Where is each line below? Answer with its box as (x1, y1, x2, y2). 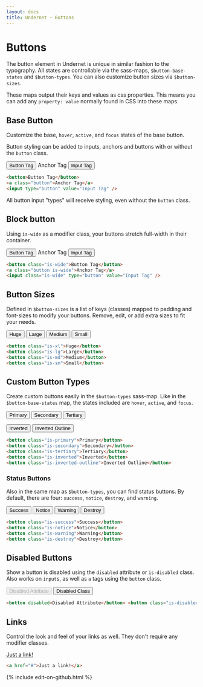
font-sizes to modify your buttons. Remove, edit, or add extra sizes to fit (6, 312, 185, 319)
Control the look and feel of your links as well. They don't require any (6, 633, 178, 640)
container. (6, 236, 31, 244)
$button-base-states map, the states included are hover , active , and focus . (6, 399, 193, 407)
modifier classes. (6, 639, 50, 647)
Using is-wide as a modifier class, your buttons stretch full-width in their (6, 230, 187, 237)
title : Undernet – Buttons (6, 15, 74, 21)
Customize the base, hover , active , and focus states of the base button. (6, 131, 185, 139)
